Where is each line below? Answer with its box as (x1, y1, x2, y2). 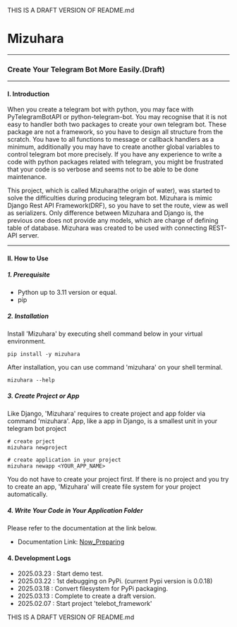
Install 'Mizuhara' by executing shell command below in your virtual (7, 329, 203, 338)
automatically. (7, 489, 48, 498)
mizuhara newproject (7, 444, 68, 451)
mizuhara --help (7, 377, 55, 384)
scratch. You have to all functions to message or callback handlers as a (7, 135, 214, 144)
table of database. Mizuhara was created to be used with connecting (7, 224, 207, 232)
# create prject (7, 437, 55, 445)
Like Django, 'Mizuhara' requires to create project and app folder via (7, 409, 206, 418)
